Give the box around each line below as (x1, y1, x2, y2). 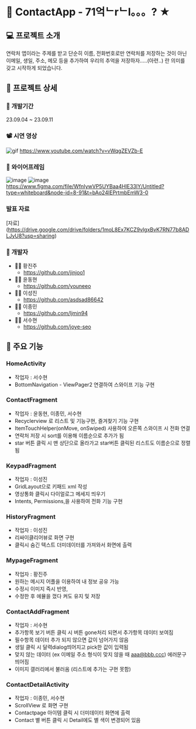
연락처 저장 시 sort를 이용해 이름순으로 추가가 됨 (14, 432, 124, 439)
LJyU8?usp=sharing (6, 232, 55, 239)
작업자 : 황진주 (14, 570, 48, 578)
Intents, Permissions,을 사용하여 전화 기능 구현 (14, 498, 123, 505)
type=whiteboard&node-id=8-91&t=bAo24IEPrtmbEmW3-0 (6, 189, 149, 196)
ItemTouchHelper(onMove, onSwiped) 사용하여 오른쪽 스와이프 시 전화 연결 (14, 425, 191, 432)
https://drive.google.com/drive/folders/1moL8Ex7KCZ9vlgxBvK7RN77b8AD (8, 226, 190, 233)
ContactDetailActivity (6, 680, 69, 689)
